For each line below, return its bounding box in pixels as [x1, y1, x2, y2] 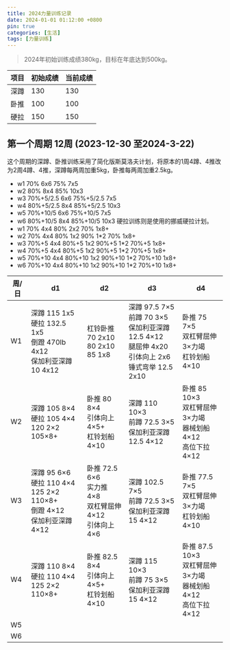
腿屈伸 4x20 [128, 341, 168, 351]
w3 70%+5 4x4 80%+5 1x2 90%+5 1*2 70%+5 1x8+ [16, 239, 166, 247]
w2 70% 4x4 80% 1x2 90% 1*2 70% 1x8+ [16, 231, 136, 240]
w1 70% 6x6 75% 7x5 [16, 179, 79, 187]
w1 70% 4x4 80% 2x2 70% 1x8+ [16, 224, 110, 233]
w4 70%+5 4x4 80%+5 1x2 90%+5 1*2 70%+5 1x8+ [16, 246, 166, 255]
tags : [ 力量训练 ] [7, 36, 53, 43]
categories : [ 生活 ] [7, 29, 61, 36]
